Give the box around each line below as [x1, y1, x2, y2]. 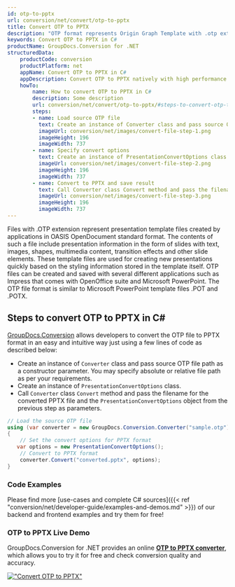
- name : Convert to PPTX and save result [32, 179, 155, 186]
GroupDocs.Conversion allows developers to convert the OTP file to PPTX [7, 331, 220, 339]
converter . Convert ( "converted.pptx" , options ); [20, 456, 161, 463]
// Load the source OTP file [7, 417, 92, 424]
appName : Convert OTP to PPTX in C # [20, 69, 127, 76]
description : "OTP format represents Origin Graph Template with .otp [7, 29, 218, 37]
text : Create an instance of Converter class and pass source [38, 120, 224, 128]
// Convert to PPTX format [20, 450, 99, 457]
